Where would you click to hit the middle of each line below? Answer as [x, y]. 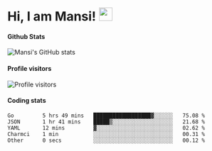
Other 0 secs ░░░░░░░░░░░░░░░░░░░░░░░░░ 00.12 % [106, 140]
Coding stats [27, 101]
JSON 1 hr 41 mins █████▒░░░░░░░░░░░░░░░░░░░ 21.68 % [106, 122]
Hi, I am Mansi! [52, 17]
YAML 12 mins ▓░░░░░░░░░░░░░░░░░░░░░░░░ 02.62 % [106, 128]
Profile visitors [30, 68]
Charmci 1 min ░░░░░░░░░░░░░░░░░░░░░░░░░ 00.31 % [106, 134]
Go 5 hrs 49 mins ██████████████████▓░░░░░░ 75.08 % [106, 116]
